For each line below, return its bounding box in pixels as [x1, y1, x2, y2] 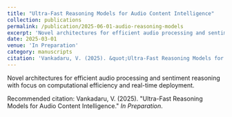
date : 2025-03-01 [7, 36, 57, 43]
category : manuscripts [7, 49, 72, 56]
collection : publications [7, 17, 81, 23]
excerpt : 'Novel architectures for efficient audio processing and [7, 29, 206, 36]
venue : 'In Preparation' [7, 42, 79, 49]
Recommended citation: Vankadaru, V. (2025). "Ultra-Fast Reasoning [7, 94, 203, 103]
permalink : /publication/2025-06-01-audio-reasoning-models [7, 23, 184, 30]
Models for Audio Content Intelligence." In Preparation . [7, 101, 164, 110]
